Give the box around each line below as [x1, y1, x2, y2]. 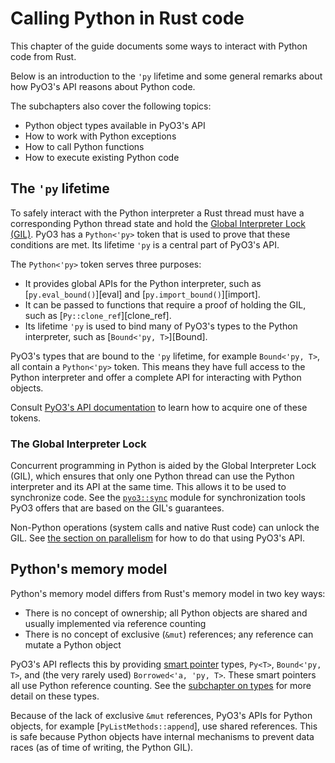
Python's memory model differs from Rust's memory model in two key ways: [10, 587, 326, 599]
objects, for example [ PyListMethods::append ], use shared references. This [10, 720, 318, 732]
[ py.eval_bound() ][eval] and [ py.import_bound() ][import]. [24, 288, 261, 300]
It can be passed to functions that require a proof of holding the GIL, [24, 298, 307, 311]
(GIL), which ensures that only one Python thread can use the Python [10, 470, 295, 482]
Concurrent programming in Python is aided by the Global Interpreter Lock [10, 460, 317, 472]
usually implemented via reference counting [24, 617, 207, 629]
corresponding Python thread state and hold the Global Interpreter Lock [10, 217, 306, 229]
